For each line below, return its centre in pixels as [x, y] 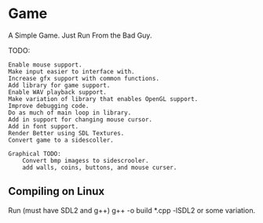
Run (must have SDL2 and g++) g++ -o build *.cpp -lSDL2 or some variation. [132, 210]
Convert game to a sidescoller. [61, 140]
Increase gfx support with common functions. [84, 78]
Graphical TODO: [35, 153]
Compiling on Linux [57, 191]
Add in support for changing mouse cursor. [80, 119]
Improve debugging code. [49, 106]
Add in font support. [44, 126]
